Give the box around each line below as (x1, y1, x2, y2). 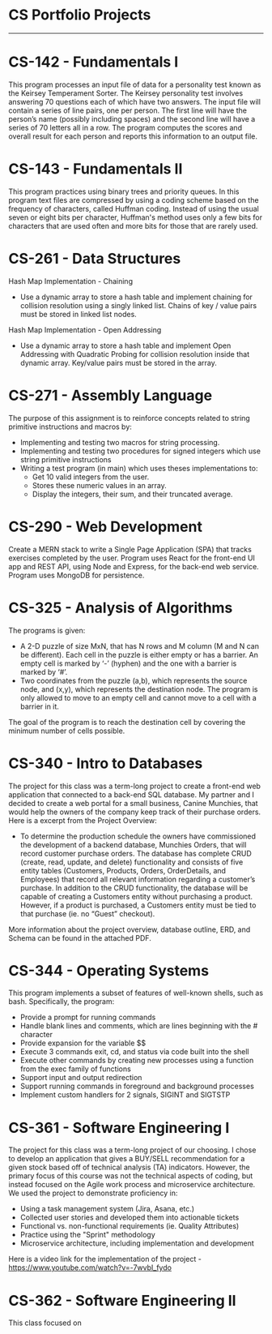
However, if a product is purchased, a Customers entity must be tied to (19, 900, 257, 910)
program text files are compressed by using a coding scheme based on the (8, 195, 259, 204)
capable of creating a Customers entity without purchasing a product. (19, 891, 253, 901)
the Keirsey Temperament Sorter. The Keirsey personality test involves (8, 88, 244, 98)
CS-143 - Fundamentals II (8, 160, 183, 178)
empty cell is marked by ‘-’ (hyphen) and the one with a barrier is (19, 658, 237, 668)
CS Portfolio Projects (8, 6, 151, 24)
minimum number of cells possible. (8, 726, 125, 736)
